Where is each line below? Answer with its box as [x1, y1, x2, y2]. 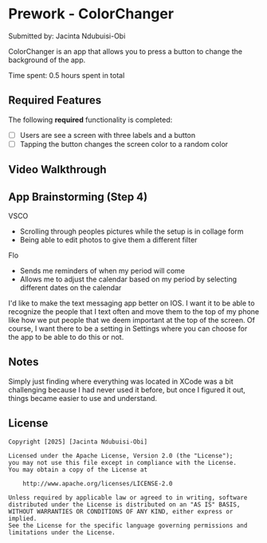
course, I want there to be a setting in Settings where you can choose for [8, 324, 248, 333]
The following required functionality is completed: [8, 115, 173, 124]
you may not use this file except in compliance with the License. [8, 458, 238, 466]
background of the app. [8, 55, 86, 65]
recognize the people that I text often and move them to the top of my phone [8, 307, 260, 317]
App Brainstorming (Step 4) [8, 190, 148, 203]
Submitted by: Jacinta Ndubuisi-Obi [8, 31, 126, 41]
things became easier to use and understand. [8, 393, 158, 403]
